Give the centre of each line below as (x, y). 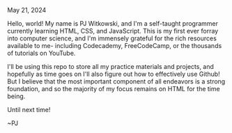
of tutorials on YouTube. (41, 53)
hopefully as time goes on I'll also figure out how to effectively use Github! (114, 74)
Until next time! (29, 110)
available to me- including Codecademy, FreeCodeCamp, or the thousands (115, 46)
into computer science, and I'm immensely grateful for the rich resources (112, 38)
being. (16, 96)
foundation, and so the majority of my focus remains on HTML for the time (114, 89)
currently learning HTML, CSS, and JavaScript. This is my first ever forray (113, 31)
